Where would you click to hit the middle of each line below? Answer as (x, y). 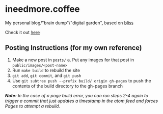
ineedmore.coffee (42, 9)
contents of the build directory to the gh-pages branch (67, 86)
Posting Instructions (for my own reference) (74, 48)
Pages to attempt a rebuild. (33, 106)
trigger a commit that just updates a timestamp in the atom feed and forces (81, 101)
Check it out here (23, 32)
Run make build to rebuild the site (46, 70)
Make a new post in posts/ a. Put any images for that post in (73, 60)
